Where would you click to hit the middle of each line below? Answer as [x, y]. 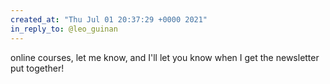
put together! [37, 68]
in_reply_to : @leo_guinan [64, 29]
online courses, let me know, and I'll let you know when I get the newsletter [165, 57]
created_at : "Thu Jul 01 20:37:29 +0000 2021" [109, 19]
